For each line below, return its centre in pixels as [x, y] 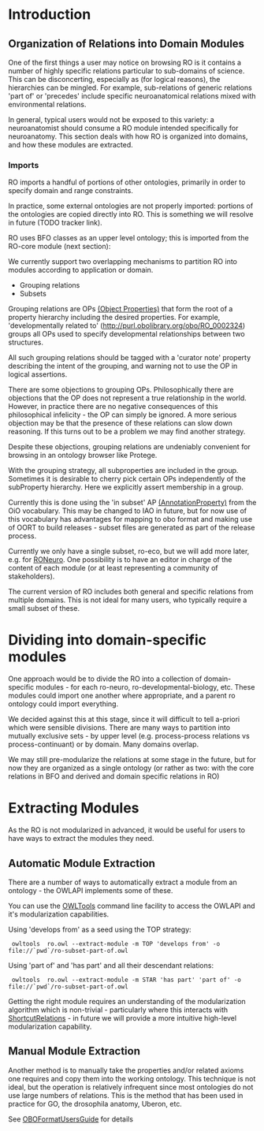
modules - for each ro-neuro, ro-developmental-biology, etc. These [145, 687]
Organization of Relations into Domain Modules [126, 44]
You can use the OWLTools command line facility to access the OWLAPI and [132, 906]
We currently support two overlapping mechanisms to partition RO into [123, 262]
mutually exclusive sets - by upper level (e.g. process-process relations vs [129, 736]
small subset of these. [44, 608]
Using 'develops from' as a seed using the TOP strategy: [100, 929]
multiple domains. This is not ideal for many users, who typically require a [128, 600]
